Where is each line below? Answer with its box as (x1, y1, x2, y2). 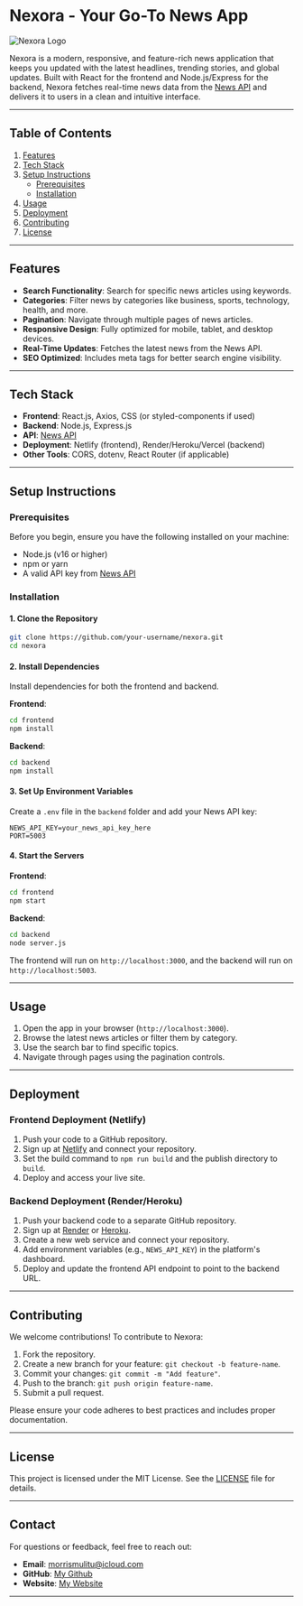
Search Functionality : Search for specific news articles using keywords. (22, 285, 291, 296)
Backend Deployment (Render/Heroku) (9, 1194, 183, 1207)
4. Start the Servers (9, 850, 85, 861)
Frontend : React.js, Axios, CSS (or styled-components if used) (22, 411, 255, 422)
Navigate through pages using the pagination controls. (22, 1052, 225, 1063)
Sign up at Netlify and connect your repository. (22, 1144, 197, 1155)
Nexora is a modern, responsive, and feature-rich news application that (9, 52, 274, 63)
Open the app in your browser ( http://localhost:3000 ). (22, 1023, 229, 1034)
